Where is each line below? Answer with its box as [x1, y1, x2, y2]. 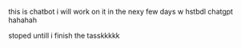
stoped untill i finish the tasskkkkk [8, 31, 120, 40]
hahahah [8, 15, 38, 25]
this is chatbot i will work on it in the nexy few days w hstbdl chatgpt [8, 7, 234, 16]
